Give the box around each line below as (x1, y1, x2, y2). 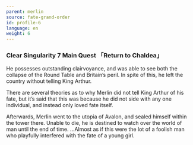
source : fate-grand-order (6, 14, 70, 20)
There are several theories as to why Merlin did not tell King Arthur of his (6, 89, 184, 96)
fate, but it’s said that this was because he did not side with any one (6, 95, 172, 102)
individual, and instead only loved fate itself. (6, 102, 114, 109)
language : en (6, 25, 39, 31)
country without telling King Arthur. (6, 78, 92, 85)
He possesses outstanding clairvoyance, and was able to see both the (6, 65, 178, 72)
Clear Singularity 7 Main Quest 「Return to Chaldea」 (6, 51, 163, 60)
